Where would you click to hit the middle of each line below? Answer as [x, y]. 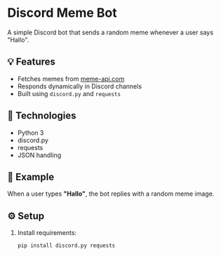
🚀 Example [31, 177]
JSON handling [39, 155]
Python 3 [31, 133]
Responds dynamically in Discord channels [80, 86]
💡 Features [32, 62]
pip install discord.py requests [66, 246]
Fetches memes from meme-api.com [71, 79]
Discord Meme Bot [62, 13]
